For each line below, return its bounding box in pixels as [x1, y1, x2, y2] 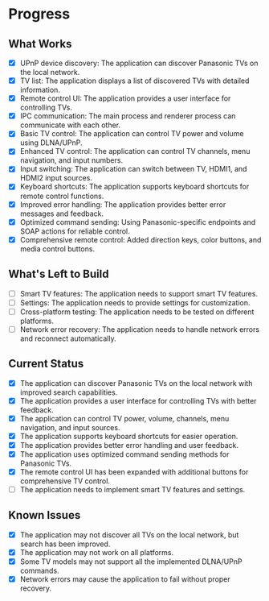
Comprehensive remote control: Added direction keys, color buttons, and [19, 234, 262, 244]
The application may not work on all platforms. [19, 547, 174, 557]
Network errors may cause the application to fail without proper [19, 574, 230, 584]
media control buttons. [19, 243, 95, 254]
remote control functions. [19, 191, 104, 201]
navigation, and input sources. [19, 422, 120, 432]
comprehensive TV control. [19, 476, 111, 486]
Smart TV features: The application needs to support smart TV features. [19, 288, 259, 298]
